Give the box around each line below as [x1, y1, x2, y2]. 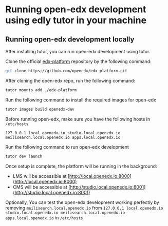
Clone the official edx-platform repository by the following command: [5, 58, 152, 65]
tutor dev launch [5, 154, 43, 159]
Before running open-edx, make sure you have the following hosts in [5, 116, 151, 122]
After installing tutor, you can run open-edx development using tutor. [5, 49, 151, 54]
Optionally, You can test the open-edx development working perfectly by [5, 199, 159, 206]
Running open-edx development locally [5, 35, 135, 44]
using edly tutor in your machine [5, 14, 147, 26]
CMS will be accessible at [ [12, 183, 70, 190]
